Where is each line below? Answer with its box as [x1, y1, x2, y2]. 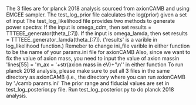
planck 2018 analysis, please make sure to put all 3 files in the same [6, 67, 170, 74]
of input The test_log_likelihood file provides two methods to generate [6, 18, 175, 24]
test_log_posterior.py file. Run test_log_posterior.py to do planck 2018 [6, 86, 174, 93]
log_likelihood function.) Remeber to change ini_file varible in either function [6, 42, 190, 49]
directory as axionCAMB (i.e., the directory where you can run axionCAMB [6, 73, 186, 80]
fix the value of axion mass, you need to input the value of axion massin [6, 55, 180, 62]
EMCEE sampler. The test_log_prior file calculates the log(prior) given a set [6, 11, 187, 18]
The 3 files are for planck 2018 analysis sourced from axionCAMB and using [6, 5, 190, 12]
